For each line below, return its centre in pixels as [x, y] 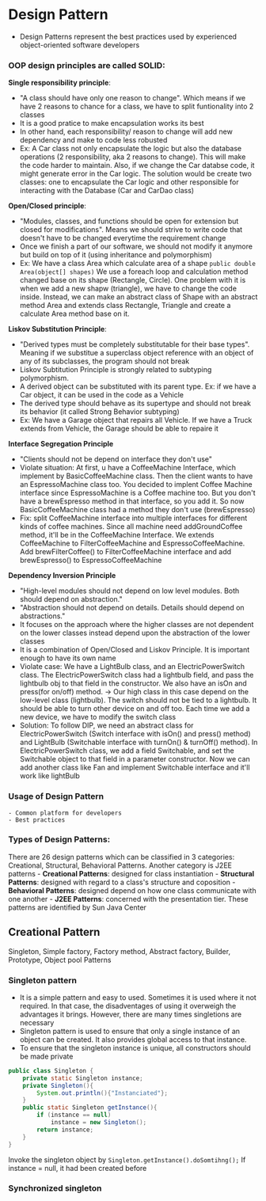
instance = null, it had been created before [78, 1168]
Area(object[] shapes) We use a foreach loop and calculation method [134, 272]
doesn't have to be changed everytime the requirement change [123, 238]
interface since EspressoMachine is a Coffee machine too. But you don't [137, 493]
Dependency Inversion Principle [62, 576]
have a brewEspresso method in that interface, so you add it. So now [132, 501]
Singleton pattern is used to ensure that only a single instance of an [129, 1031]
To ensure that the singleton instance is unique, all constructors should [135, 1047]
